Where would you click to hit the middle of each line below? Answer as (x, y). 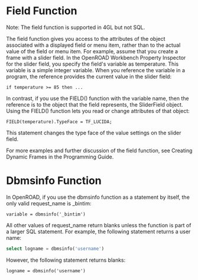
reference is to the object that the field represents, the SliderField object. (95, 104)
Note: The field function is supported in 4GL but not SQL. (76, 27)
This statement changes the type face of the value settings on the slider (94, 133)
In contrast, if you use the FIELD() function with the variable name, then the (98, 98)
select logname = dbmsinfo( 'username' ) (55, 249)
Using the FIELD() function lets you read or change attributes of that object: (98, 111)
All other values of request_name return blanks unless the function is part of (99, 225)
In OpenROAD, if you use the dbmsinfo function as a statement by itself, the (98, 197)
